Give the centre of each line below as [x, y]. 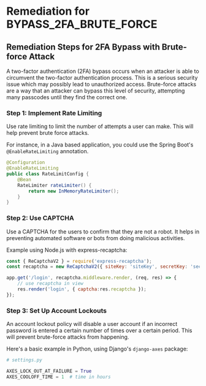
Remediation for [48, 11]
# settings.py [25, 360]
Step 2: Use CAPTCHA [40, 218]
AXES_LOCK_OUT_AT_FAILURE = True [49, 371]
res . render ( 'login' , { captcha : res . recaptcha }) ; [82, 289]
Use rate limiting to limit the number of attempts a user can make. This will [100, 126]
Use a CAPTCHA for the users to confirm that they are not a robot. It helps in [103, 232]
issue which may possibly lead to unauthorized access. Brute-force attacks [101, 84]
